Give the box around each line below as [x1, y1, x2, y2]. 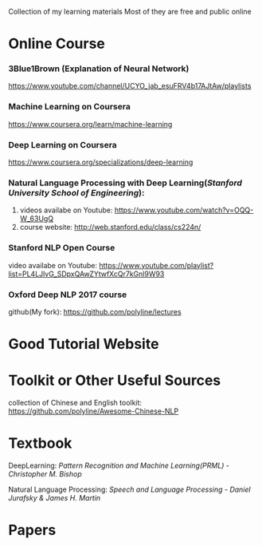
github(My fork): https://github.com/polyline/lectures [8, 307, 182, 316]
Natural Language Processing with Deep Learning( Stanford [8, 177, 243, 188]
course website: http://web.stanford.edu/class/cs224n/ [19, 223, 201, 232]
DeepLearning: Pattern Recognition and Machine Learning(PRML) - [8, 461, 229, 470]
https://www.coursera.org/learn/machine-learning [8, 119, 173, 129]
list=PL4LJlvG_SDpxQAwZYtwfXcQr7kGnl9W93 [8, 269, 165, 279]
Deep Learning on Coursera [8, 139, 117, 150]
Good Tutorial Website [8, 335, 159, 354]
